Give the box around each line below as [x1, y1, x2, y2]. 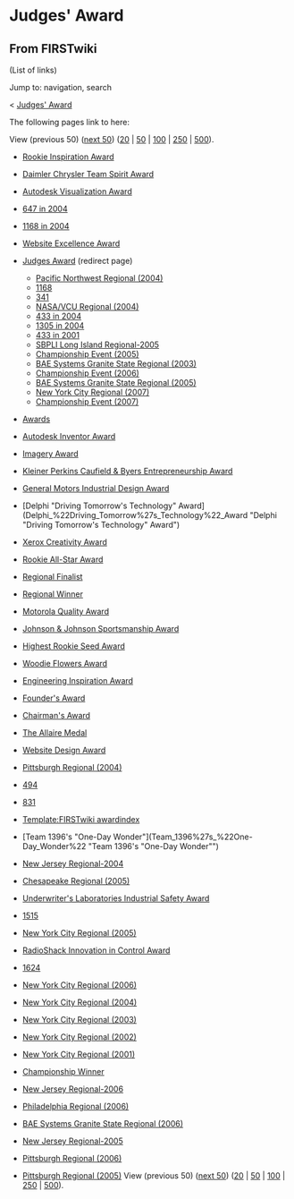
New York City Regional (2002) [21, 1032, 137, 1042]
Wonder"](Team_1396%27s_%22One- [113, 831, 253, 842]
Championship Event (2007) [35, 396, 139, 407]
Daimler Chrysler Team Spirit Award [21, 169, 155, 179]
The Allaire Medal [21, 727, 88, 738]
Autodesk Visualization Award [21, 186, 132, 197]
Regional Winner [21, 589, 83, 599]
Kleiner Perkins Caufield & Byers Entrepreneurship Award [21, 466, 233, 476]
